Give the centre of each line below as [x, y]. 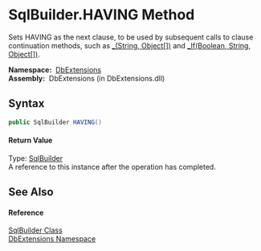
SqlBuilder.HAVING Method [102, 15]
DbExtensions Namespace [52, 239]
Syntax [27, 103]
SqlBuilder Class [35, 230]
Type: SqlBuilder [35, 158]
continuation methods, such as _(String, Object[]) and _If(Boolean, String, [130, 45]
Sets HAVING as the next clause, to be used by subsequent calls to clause [131, 37]
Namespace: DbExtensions [55, 69]
